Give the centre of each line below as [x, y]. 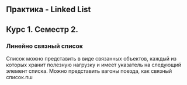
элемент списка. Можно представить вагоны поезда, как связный [89, 71]
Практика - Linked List [49, 10]
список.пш [20, 77]
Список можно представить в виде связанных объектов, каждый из [91, 59]
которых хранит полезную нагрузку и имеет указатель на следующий [93, 65]
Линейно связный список [45, 46]
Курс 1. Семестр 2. [42, 29]
